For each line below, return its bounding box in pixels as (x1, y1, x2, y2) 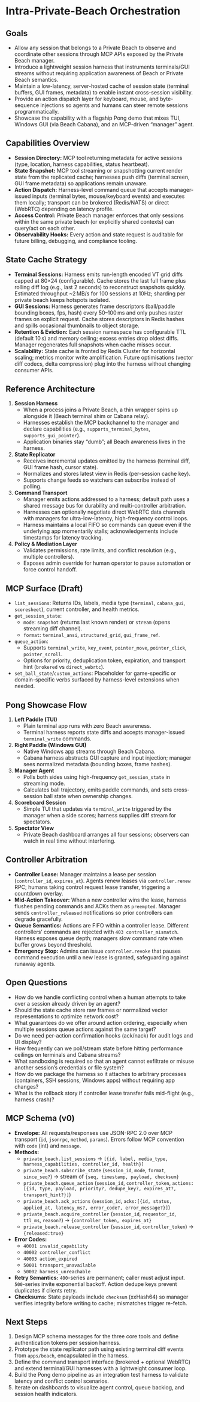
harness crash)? (14, 1096, 54, 1103)
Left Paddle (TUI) (14, 716, 57, 723)
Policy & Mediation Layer (14, 540, 78, 548)
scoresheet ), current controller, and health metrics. (14, 606, 140, 613)
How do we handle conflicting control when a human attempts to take (14, 994, 186, 1001)
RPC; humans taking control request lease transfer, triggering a (14, 883, 170, 891)
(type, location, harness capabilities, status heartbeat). (14, 161, 150, 168)
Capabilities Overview (5, 138, 90, 149)
